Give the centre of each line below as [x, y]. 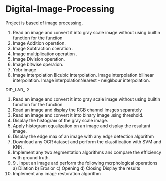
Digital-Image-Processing [60, 9]
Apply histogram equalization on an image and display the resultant [82, 126]
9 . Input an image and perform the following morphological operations [85, 163]
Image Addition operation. [39, 43]
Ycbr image [25, 69]
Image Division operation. [39, 59]
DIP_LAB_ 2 [17, 90]
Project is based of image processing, [44, 23]
